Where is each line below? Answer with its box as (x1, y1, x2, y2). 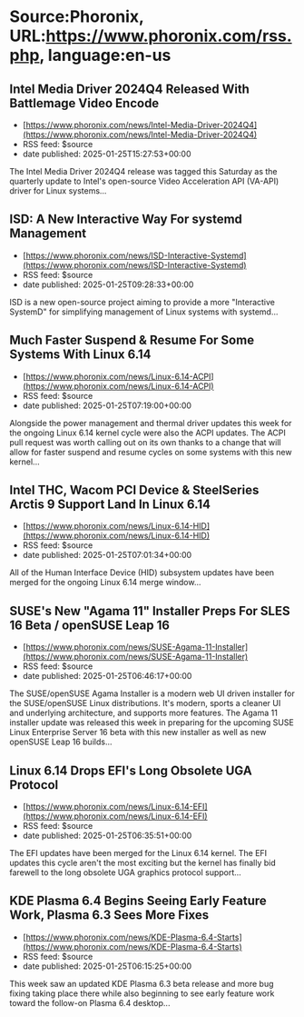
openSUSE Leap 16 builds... (9, 736, 113, 747)
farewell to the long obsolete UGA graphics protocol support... (9, 867, 242, 878)
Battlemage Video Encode (9, 95, 160, 111)
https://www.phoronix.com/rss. (45, 25, 292, 46)
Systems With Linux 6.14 (9, 347, 152, 363)
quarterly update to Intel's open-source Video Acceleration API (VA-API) (9, 175, 279, 186)
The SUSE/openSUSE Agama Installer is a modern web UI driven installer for (9, 688, 295, 699)
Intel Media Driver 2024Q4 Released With (9, 81, 250, 96)
